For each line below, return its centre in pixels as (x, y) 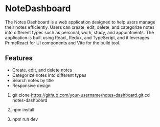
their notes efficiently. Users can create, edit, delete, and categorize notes (80, 27)
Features (19, 58)
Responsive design (31, 85)
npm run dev (25, 119)
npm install (23, 109)
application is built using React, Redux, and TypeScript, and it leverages (77, 38)
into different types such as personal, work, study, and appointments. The (80, 32)
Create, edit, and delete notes (42, 70)
